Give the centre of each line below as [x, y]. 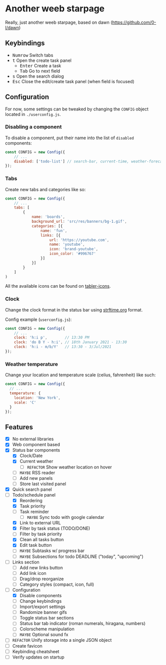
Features [19, 427]
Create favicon [27, 646]
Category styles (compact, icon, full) [57, 584]
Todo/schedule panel [34, 495]
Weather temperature [32, 364]
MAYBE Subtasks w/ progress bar [52, 551]
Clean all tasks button [42, 540]
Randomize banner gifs [43, 613]
